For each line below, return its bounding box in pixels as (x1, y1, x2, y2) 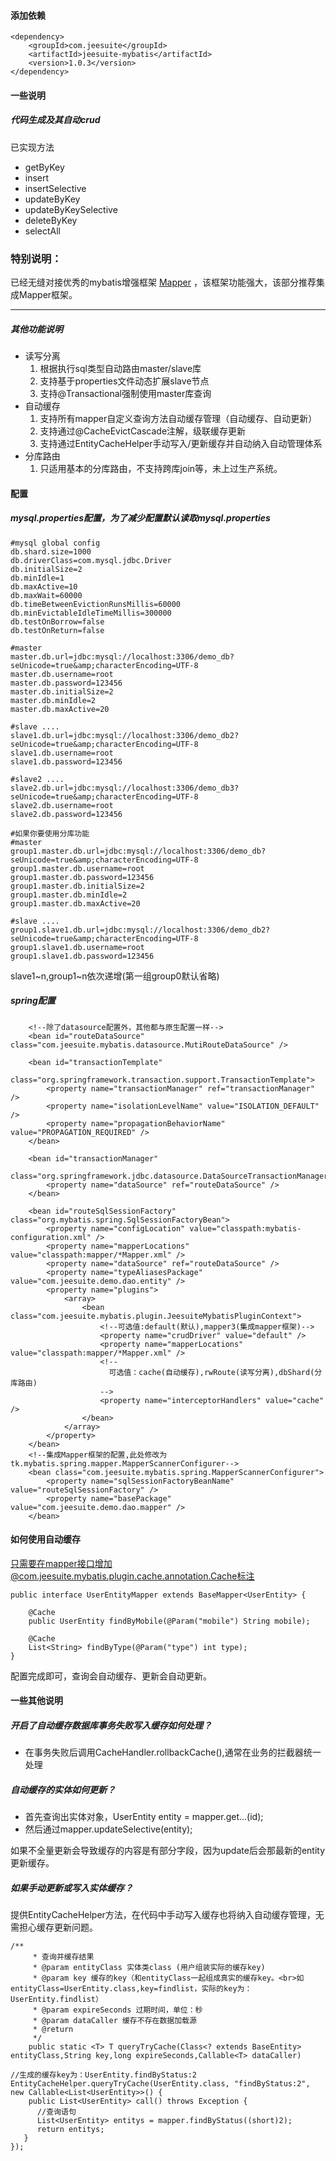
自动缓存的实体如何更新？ (10, 1783, 116, 1795)
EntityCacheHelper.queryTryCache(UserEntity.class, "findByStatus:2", (10, 2079, 311, 2089)
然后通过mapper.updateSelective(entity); (24, 1823, 193, 1835)
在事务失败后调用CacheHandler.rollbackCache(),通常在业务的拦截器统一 (24, 1746, 322, 1759)
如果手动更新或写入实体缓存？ (10, 1881, 133, 1894)
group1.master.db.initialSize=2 (10, 881, 145, 891)
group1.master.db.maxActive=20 (10, 898, 141, 909)
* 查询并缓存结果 (32, 1952, 95, 1962)
